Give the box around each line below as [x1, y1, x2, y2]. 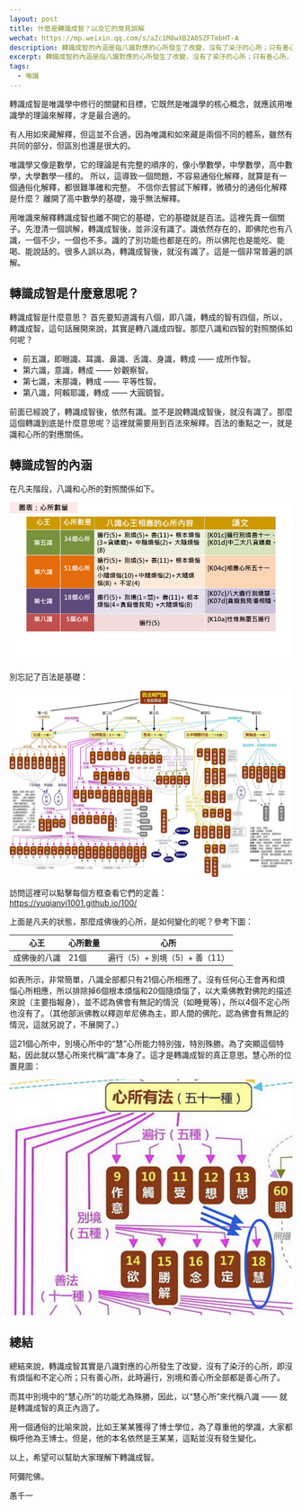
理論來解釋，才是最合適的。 [32, 109, 136, 121]
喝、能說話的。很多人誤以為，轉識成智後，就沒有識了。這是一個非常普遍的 [9, 246, 285, 257]
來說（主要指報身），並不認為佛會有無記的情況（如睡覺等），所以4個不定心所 [9, 996, 290, 1008]
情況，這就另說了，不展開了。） [9, 1018, 124, 1030]
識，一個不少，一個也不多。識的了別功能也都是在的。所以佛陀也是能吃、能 [9, 234, 285, 245]
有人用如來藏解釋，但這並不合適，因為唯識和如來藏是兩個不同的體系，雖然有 [9, 129, 293, 140]
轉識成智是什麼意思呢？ [9, 286, 139, 302]
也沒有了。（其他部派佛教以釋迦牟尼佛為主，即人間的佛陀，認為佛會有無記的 [9, 1008, 289, 1018]
